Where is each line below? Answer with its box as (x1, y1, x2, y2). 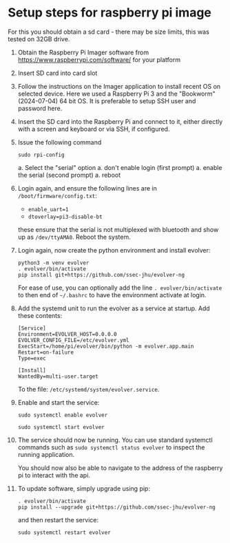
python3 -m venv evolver (17, 259, 90, 266)
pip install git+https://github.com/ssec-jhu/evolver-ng (17, 271, 185, 278)
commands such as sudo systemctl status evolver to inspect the (17, 443, 205, 451)
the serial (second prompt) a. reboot (17, 171, 121, 179)
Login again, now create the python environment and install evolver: (17, 246, 211, 254)
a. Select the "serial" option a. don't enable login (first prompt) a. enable (17, 163, 222, 171)
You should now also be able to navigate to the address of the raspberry (17, 463, 223, 472)
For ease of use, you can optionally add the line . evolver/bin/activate (17, 284, 222, 292)
